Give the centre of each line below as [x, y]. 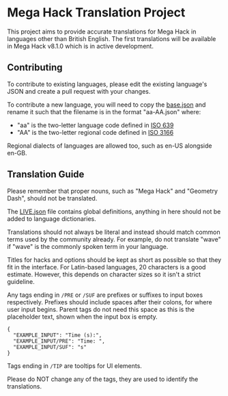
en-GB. [17, 153]
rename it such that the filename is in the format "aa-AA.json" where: [104, 111]
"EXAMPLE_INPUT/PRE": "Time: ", [59, 341]
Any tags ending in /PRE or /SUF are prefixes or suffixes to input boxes [105, 295]
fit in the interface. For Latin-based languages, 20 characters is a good [106, 267]
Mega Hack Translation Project [96, 13]
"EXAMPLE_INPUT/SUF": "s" [50, 347]
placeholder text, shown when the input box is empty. [83, 317]
